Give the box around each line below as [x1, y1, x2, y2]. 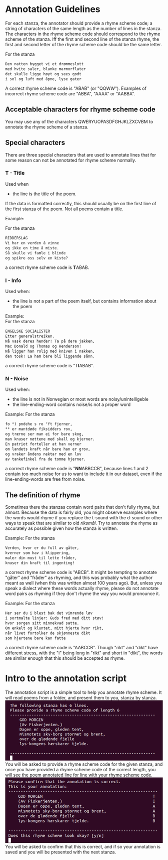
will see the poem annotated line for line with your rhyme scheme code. [5, 772, 152, 778]
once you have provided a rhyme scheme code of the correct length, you [5, 766, 156, 772]
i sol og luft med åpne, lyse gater [5, 76, 81, 81]
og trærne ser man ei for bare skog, [5, 432, 84, 437]
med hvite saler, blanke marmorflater [5, 66, 86, 71]
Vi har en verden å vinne [5, 240, 59, 245]
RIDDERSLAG [5, 235, 28, 240]
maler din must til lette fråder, [5, 555, 77, 560]
